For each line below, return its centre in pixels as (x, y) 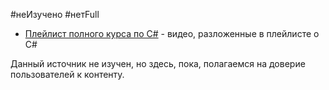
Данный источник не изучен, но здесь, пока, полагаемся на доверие (158, 63)
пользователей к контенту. (67, 74)
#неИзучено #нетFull (55, 14)
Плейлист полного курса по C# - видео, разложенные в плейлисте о (172, 33)
